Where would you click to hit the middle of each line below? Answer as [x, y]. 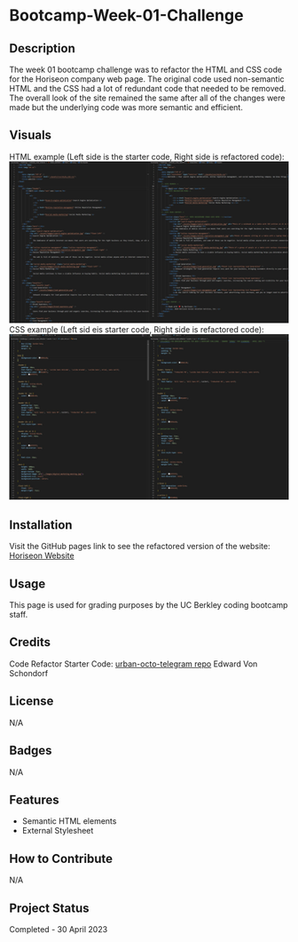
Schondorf [29, 673]
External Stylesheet [58, 831]
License [31, 702]
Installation [41, 525]
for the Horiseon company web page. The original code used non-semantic [147, 79]
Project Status [50, 908]
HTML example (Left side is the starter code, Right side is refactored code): [147, 156]
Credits [30, 642]
